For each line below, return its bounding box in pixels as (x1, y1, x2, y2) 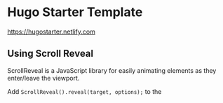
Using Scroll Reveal (7, 48, 93, 60)
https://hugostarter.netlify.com (7, 27, 96, 36)
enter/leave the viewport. (7, 74, 80, 82)
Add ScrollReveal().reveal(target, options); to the (7, 87, 162, 95)
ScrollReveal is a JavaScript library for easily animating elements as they (7, 66, 217, 74)
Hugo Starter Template (7, 4, 143, 20)
